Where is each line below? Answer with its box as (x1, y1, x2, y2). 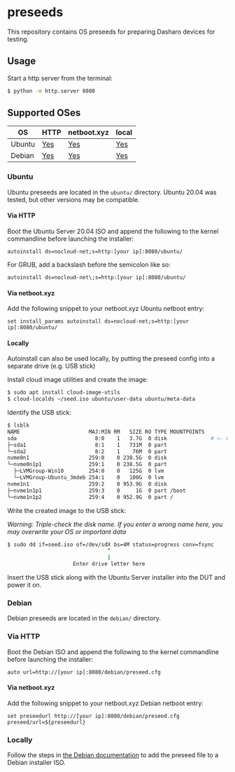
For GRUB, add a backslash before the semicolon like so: (7, 260, 171, 269)
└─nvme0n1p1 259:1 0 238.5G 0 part (7, 461, 168, 468)
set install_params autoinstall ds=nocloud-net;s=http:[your (7, 318, 190, 325)
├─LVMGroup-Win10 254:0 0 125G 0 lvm (13, 467, 164, 474)
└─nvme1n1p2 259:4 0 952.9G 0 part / (7, 493, 173, 500)
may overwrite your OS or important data (7, 527, 127, 535)
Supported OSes (7, 107, 81, 119)
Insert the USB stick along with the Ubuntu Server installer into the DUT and (7, 573, 226, 582)
